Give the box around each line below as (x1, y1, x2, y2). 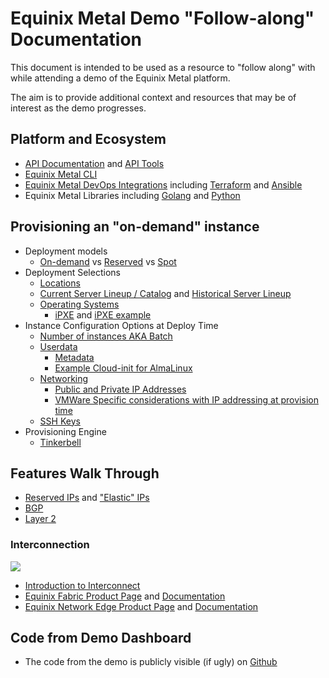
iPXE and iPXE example (54, 308, 152, 321)
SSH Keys (39, 415, 81, 427)
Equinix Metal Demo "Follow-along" (10, 7, 315, 30)
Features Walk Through (10, 465, 160, 482)
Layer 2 (24, 513, 57, 525)
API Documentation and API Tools (24, 157, 165, 169)
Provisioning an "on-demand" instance (10, 218, 260, 236)
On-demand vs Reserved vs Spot (39, 255, 177, 267)
